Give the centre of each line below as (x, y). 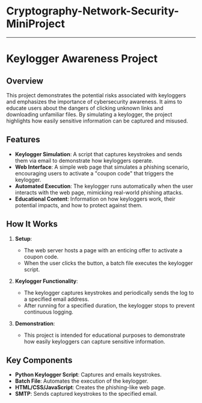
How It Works (32, 224)
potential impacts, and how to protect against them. (79, 205)
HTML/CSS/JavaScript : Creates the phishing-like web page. (90, 387)
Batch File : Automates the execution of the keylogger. (81, 381)
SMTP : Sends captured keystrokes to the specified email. (86, 394)
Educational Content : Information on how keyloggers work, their (95, 199)
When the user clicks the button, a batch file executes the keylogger (109, 263)
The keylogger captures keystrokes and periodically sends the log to (109, 292)
